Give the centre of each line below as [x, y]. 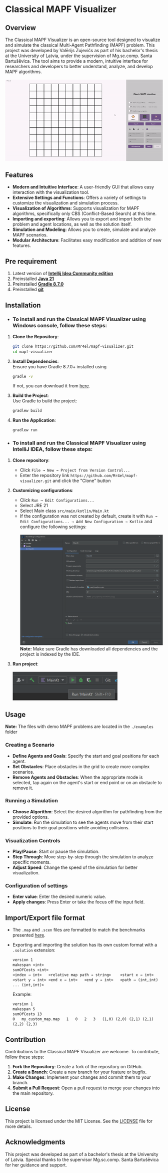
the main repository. [33, 1093]
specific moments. [31, 862]
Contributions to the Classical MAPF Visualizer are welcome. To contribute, [82, 1052]
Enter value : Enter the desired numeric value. [59, 897]
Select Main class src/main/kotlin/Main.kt [64, 511]
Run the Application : [34, 420]
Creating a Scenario [30, 745]
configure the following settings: [53, 527]
